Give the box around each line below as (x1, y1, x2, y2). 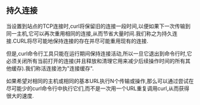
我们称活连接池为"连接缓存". (25, 65, 94, 72)
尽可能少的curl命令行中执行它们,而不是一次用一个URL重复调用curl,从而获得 (6, 85, 189, 92)
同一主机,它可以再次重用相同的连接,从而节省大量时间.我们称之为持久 (6, 30, 173, 37)
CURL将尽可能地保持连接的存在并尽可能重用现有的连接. (12, 37, 149, 44)
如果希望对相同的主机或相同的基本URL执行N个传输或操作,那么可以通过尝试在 (6, 77, 194, 84)
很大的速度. (6, 92, 35, 99)
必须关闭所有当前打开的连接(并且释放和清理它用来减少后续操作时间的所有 (6, 57, 186, 64)
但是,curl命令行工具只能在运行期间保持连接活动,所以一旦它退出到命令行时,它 (6, 50, 192, 57)
